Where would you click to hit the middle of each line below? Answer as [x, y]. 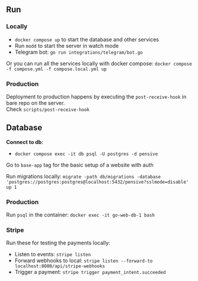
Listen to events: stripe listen [53, 254]
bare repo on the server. [35, 103]
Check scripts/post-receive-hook [48, 109]
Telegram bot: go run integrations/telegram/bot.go [79, 52]
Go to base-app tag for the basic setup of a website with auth [80, 165]
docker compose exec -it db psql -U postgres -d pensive [86, 154]
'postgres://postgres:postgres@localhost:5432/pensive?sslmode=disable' [98, 182]
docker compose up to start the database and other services [87, 39]
